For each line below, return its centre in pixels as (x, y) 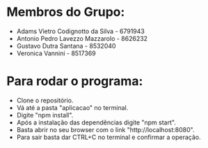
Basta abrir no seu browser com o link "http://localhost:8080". (105, 129)
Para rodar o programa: (75, 81)
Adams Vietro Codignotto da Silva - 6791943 (81, 31)
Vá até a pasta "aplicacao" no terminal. (72, 107)
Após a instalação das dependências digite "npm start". (96, 122)
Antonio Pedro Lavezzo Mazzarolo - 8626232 (82, 38)
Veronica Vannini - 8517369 (56, 53)
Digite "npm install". (45, 115)
